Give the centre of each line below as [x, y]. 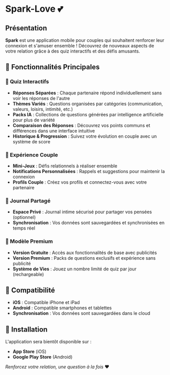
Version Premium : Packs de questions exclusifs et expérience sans [84, 258]
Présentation [26, 28]
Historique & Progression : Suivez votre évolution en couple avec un [84, 136]
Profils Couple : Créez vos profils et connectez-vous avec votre [80, 182]
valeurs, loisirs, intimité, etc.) [43, 109]
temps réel [24, 228]
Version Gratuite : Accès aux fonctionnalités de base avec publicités [85, 253]
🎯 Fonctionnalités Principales [53, 67]
